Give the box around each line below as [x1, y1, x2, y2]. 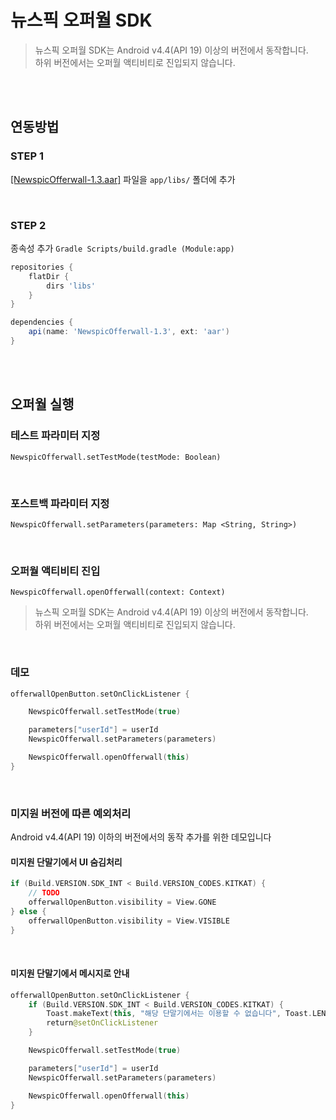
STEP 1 [10, 149, 44, 163]
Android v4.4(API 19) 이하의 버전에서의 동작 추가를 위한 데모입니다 [10, 831, 272, 843]
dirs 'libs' [46, 281, 97, 291]
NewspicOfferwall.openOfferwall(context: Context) [10, 587, 226, 598]
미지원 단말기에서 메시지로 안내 [10, 967, 130, 980]
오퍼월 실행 [10, 396, 75, 413]
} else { [10, 906, 47, 916]
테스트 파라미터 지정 [10, 429, 101, 443]
